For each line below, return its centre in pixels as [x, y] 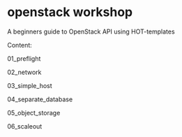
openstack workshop [70, 12]
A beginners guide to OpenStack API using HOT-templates [91, 31]
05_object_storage [34, 113]
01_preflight [24, 58]
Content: [20, 45]
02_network [24, 72]
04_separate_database [40, 99]
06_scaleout [25, 126]
